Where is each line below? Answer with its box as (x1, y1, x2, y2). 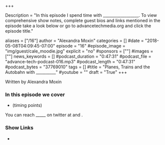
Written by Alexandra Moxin (5, 79, 62, 85)
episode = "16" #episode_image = (56, 43, 126, 48)
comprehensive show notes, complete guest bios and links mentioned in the (5, 18, 161, 23)
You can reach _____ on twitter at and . (5, 112, 83, 118)
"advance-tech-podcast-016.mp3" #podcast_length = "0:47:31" (5, 59, 135, 64)
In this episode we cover (5, 91, 65, 98)
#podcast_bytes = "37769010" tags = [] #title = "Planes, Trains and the (5, 64, 150, 70)
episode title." (5, 28, 34, 34)
